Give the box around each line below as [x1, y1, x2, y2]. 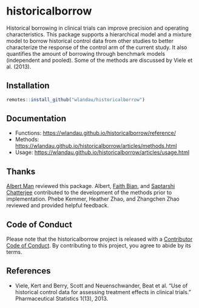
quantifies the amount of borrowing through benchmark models [6, 50, 166, 57]
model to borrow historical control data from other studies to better [6, 37, 174, 44]
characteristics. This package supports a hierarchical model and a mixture [6, 30, 192, 38]
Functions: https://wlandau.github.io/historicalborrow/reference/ [15, 129, 176, 137]
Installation [6, 81, 50, 91]
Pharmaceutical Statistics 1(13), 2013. [15, 295, 109, 302]
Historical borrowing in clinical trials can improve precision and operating [6, 24, 189, 32]
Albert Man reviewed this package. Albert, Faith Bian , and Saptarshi [6, 182, 175, 190]
